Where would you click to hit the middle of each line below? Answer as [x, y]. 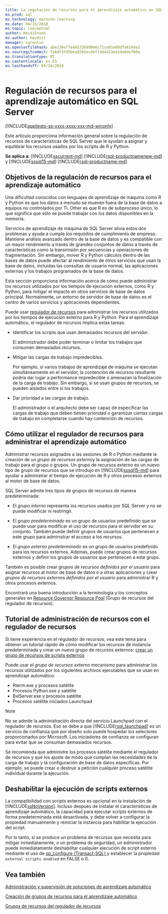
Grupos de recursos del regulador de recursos [53, 906]
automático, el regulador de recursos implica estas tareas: [65, 323]
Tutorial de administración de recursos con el [77, 619]
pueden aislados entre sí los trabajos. [51, 388]
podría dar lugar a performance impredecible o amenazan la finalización [87, 377]
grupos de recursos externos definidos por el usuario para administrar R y [82, 577]
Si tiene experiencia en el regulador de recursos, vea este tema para [76, 639]
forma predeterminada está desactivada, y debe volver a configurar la [77, 817]
